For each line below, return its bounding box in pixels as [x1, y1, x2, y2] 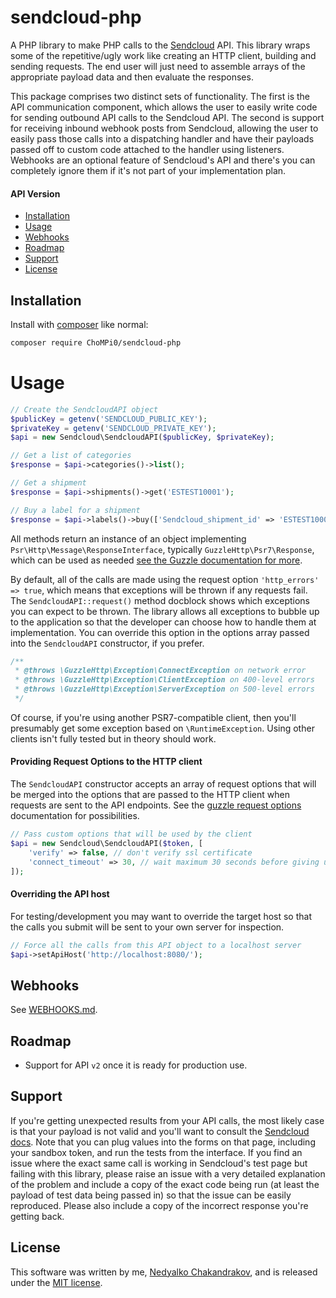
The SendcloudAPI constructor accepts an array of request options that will [10, 778, 317, 790]
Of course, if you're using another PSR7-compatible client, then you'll [10, 711, 297, 723]
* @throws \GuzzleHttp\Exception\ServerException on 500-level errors [14, 684, 315, 695]
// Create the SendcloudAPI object [10, 404, 159, 415]
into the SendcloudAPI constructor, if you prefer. [10, 637, 205, 649]
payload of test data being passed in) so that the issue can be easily [10, 1189, 292, 1201]
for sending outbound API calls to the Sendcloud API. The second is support [10, 111, 325, 123]
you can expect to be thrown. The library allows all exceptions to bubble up [10, 605, 320, 617]
